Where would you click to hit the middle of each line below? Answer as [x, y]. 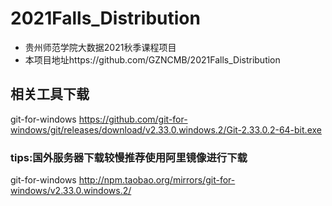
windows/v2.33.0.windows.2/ [71, 191]
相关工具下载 [50, 94]
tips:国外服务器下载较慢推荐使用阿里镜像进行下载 [129, 157]
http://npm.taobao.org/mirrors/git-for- [157, 180]
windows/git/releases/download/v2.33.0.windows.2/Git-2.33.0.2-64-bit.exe [166, 129]
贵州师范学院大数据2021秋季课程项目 [100, 47]
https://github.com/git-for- [133, 119]
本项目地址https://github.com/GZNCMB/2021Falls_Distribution [152, 59]
